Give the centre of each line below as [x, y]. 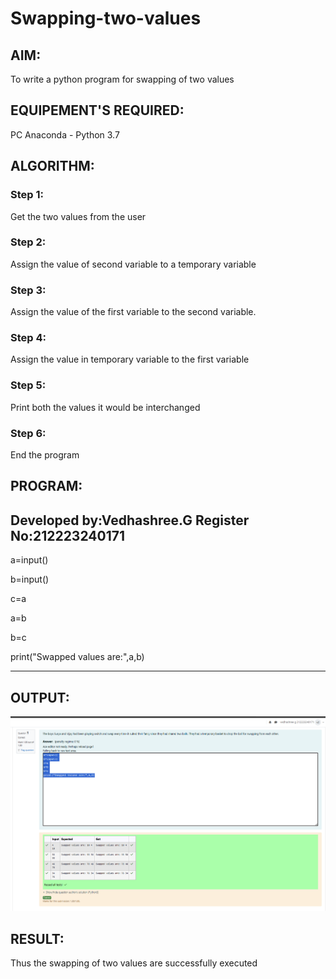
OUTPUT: [40, 697]
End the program [45, 454]
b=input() [30, 579]
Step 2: [28, 242]
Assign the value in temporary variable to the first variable [130, 359]
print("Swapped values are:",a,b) [77, 657]
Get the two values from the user [78, 216]
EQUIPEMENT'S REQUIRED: [97, 110]
